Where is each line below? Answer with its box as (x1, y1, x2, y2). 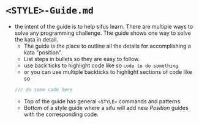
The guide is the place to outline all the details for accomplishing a (23, 42, 191, 49)
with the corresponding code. (23, 111, 99, 118)
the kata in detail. (14, 35, 59, 43)
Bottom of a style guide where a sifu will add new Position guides (23, 104, 189, 111)
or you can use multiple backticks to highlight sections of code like (23, 68, 192, 75)
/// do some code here (14, 86, 73, 93)
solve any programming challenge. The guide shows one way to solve (14, 29, 191, 37)
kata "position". (23, 48, 62, 56)
